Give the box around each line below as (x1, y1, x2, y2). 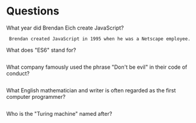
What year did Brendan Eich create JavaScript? (6, 24, 124, 31)
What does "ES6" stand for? (6, 46, 77, 54)
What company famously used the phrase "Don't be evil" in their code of (6, 63, 188, 71)
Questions (6, 4, 59, 18)
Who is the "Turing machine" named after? (6, 110, 113, 117)
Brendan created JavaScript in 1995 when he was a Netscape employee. (8, 36, 191, 42)
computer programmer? (6, 93, 66, 100)
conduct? (6, 69, 30, 77)
